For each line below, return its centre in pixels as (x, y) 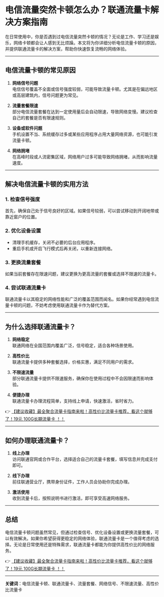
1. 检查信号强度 (23, 199)
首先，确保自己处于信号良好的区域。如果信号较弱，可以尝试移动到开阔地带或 (82, 211)
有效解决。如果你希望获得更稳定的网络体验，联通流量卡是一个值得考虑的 (82, 538)
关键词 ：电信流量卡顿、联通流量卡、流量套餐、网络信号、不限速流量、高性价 (82, 583)
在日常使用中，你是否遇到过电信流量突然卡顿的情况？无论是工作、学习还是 (80, 37)
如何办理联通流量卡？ (37, 440)
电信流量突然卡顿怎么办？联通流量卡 (78, 10)
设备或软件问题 (27, 128)
